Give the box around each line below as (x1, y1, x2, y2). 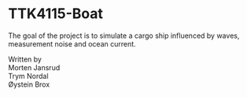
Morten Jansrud (8, 62, 61, 72)
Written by (8, 54, 42, 64)
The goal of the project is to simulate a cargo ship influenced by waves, (8, 31, 240, 40)
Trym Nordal (8, 71, 49, 80)
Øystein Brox (8, 80, 50, 89)
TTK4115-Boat (8, 5, 104, 23)
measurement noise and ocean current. (8, 39, 136, 48)
